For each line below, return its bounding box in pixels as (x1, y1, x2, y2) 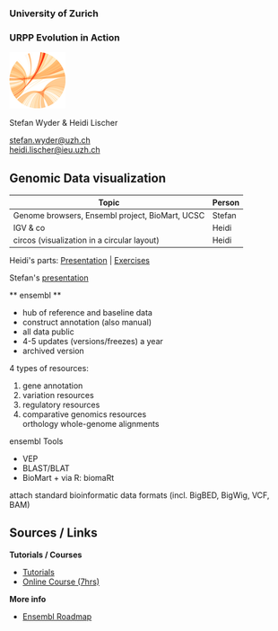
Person (212, 197, 240, 208)
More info (9, 593, 47, 604)
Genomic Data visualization (9, 170, 166, 186)
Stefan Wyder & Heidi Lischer (9, 118, 118, 129)
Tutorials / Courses (9, 549, 83, 560)
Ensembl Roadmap (22, 610, 92, 622)
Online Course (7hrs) (22, 576, 100, 587)
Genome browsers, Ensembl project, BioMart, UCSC (13, 209, 205, 220)
